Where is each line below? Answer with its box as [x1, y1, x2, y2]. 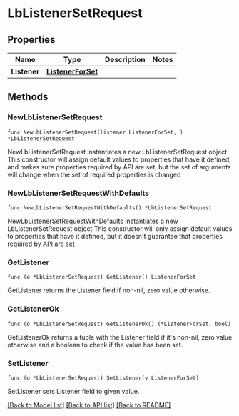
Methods [7, 91, 49, 103]
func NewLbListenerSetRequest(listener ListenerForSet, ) [7, 129, 183, 136]
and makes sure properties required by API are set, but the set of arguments [7, 162, 231, 171]
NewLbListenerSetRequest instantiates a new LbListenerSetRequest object [7, 147, 228, 156]
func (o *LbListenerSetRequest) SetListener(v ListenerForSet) [7, 374, 200, 382]
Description [104, 55, 146, 64]
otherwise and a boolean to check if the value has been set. [7, 340, 183, 349]
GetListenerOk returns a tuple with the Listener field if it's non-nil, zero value [7, 332, 233, 341]
